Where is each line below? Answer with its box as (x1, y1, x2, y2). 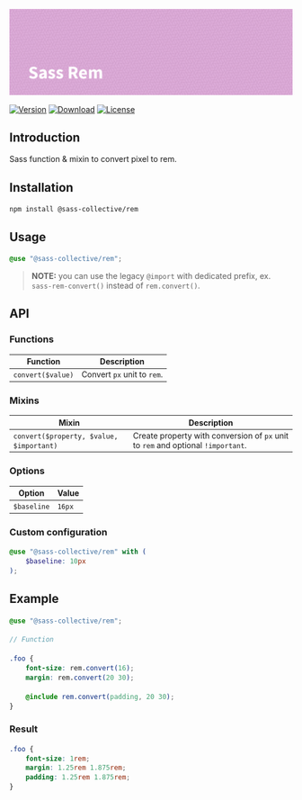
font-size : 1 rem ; (25, 754, 91, 763)
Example (9, 591, 59, 607)
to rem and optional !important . (133, 439, 247, 450)
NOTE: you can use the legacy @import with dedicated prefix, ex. (31, 270, 271, 281)
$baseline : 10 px (25, 557, 87, 566)
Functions (9, 333, 54, 346)
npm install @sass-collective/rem (9, 205, 139, 214)
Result (9, 723, 39, 735)
